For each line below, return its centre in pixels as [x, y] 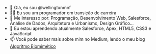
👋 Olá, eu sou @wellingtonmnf [40, 8]
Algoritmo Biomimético [33, 46]
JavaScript [21, 34]
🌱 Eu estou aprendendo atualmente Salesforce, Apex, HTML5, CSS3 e [80, 28]
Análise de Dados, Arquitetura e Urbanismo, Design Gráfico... [72, 23]
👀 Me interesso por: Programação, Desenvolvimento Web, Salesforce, [80, 18]
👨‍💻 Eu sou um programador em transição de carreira [63, 13]
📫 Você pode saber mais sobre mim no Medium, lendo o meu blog [77, 39]
